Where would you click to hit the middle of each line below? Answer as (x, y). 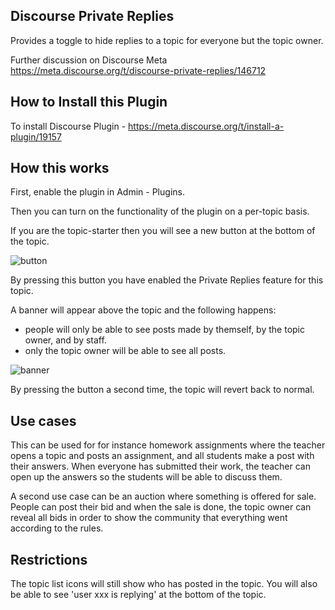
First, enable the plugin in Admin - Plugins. (97, 192)
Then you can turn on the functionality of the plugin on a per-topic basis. (160, 211)
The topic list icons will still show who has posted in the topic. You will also (164, 584)
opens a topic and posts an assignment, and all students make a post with (162, 456)
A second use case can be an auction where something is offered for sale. (163, 496)
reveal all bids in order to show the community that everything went (149, 518)
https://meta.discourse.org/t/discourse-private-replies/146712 (138, 70)
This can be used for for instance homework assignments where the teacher (168, 445)
